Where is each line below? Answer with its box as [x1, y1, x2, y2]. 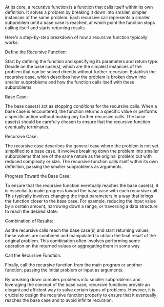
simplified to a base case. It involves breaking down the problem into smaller [5, 148, 159, 154]
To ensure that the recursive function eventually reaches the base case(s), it [5, 183, 159, 188]
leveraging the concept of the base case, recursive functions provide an [5, 282, 150, 287]
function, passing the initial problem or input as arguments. [5, 267, 123, 273]
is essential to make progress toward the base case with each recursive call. [5, 188, 159, 193]
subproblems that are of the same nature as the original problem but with [5, 153, 152, 159]
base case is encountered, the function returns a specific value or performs [5, 108, 157, 114]
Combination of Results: [5, 218, 54, 224]
